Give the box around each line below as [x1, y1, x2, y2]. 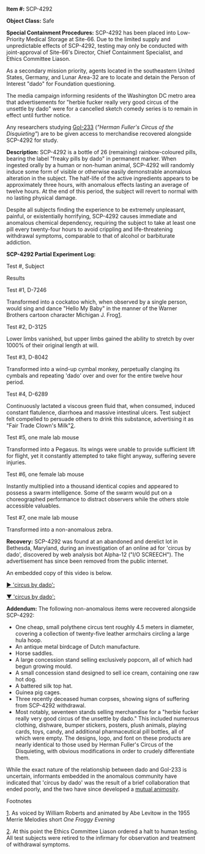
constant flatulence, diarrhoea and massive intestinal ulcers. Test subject [6, 409, 191, 416]
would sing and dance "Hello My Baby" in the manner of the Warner [6, 305, 177, 312]
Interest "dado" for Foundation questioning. [6, 80, 116, 87]
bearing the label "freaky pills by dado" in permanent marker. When [6, 155, 177, 162]
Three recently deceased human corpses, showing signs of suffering [15, 695, 190, 702]
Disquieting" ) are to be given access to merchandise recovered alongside [6, 130, 192, 137]
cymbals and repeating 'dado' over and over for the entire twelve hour [6, 372, 184, 379]
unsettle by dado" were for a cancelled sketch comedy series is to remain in [6, 105, 198, 112]
